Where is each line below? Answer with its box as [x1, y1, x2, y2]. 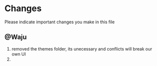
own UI [11, 51, 26, 57]
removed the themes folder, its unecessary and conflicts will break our [11, 46, 152, 51]
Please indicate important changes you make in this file [4, 19, 115, 25]
